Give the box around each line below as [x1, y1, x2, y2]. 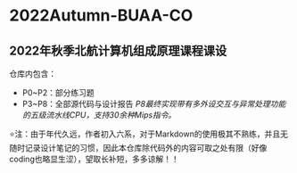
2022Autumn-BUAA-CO [9, 5, 194, 26]
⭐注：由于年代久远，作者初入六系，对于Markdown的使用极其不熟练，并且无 [9, 128, 288, 139]
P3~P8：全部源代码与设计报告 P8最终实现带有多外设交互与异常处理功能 [21, 99, 286, 109]
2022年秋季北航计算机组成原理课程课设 [9, 43, 227, 58]
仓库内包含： [9, 69, 56, 78]
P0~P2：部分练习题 [21, 87, 95, 98]
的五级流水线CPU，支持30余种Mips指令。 [21, 110, 177, 120]
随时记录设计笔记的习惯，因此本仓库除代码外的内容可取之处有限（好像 [9, 143, 268, 152]
